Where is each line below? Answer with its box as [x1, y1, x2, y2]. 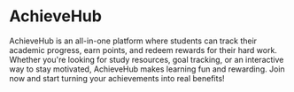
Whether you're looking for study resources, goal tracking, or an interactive [9, 54, 284, 65]
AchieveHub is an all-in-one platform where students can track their [9, 35, 258, 46]
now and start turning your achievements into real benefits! [9, 73, 225, 83]
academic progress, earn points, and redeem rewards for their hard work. [9, 44, 277, 55]
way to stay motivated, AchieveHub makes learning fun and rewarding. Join [9, 64, 285, 74]
